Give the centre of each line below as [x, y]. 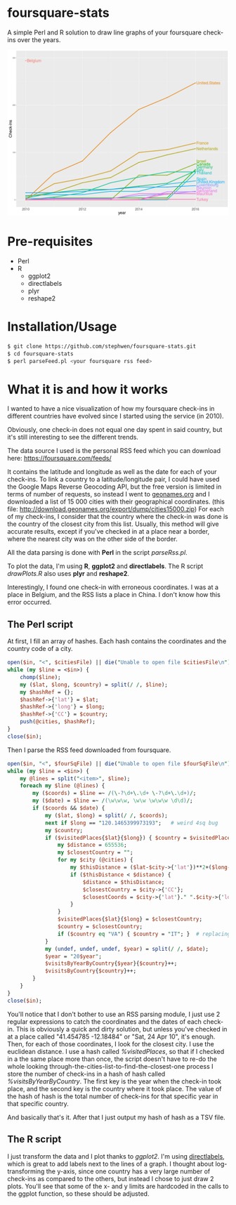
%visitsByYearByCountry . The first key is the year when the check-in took [114, 1081]
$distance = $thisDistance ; [124, 882]
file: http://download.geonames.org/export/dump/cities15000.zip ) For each [116, 509]
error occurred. [29, 602]
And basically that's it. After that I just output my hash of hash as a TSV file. [117, 1117]
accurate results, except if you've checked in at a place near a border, [108, 532]
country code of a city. [40, 649]
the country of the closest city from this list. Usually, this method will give [113, 524]
